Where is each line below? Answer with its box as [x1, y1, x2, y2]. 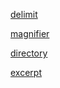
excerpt [10, 67, 42, 78]
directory [10, 47, 48, 59]
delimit [10, 9, 38, 20]
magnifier [10, 28, 50, 39]
